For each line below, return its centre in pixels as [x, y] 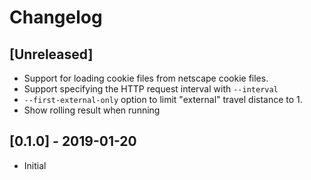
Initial [35, 165]
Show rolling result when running [92, 110]
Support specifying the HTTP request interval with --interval [151, 89]
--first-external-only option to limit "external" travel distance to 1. [163, 99]
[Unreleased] [51, 54]
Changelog [56, 17]
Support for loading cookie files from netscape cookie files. [146, 78]
